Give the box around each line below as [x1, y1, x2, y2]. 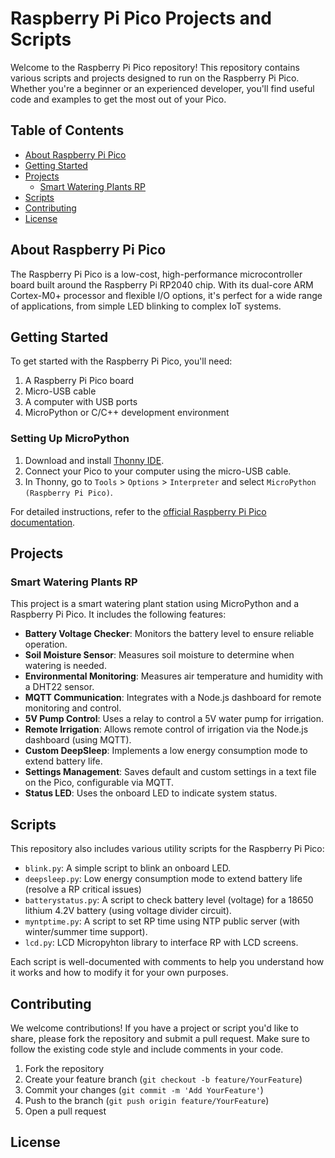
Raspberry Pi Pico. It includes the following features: [10, 608, 227, 621]
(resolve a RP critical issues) [24, 883, 142, 896]
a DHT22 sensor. [24, 681, 95, 693]
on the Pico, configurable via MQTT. [24, 777, 174, 789]
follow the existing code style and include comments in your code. [10, 1043, 284, 1055]
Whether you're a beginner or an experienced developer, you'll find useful [10, 82, 315, 94]
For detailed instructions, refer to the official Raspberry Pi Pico [10, 505, 267, 517]
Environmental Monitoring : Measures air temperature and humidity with [24, 670, 324, 682]
